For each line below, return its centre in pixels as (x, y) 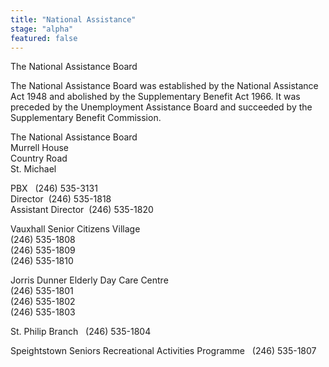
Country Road (39, 158)
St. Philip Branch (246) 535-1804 (81, 332)
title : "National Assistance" (73, 19)
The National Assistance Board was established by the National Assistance (164, 86)
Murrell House (39, 148)
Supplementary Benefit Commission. (86, 118)
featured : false (44, 38)
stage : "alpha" (42, 29)
